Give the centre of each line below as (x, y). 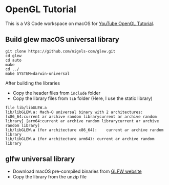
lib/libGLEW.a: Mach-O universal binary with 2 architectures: (74, 112)
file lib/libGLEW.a (26, 108)
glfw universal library (40, 159)
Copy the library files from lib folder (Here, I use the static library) (82, 98)
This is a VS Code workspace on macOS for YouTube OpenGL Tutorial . (80, 23)
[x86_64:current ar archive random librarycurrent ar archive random (81, 116)
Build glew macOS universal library (62, 39)
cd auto (14, 60)
